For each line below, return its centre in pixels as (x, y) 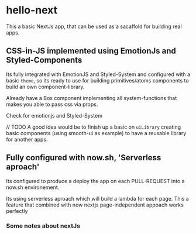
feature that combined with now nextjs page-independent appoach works (95, 205)
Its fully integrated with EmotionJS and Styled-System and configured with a (98, 74)
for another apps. (27, 139)
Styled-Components (44, 60)
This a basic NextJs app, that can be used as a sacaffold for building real (94, 26)
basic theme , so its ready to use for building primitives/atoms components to (97, 80)
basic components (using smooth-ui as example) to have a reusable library (96, 133)
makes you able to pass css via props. (52, 104)
